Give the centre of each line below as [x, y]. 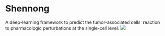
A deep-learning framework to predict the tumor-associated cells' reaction [83, 22]
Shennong [27, 9]
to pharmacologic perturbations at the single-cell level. [62, 28]
